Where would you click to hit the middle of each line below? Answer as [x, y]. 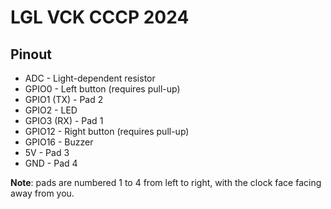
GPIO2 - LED [51, 110]
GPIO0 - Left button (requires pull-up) [102, 89]
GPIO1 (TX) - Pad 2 [64, 99]
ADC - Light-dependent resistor [90, 78]
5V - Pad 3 [47, 152]
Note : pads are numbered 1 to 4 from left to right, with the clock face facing [166, 182]
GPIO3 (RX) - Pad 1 [64, 120]
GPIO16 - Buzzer [59, 142]
